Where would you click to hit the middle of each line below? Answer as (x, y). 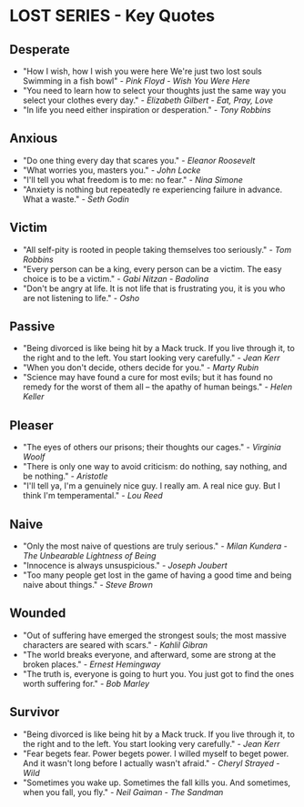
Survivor (35, 712)
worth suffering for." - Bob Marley (86, 683)
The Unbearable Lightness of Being (89, 556)
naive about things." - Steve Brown (87, 585)
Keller (33, 397)
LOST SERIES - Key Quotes (112, 16)
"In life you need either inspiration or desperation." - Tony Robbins (147, 110)
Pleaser (32, 425)
